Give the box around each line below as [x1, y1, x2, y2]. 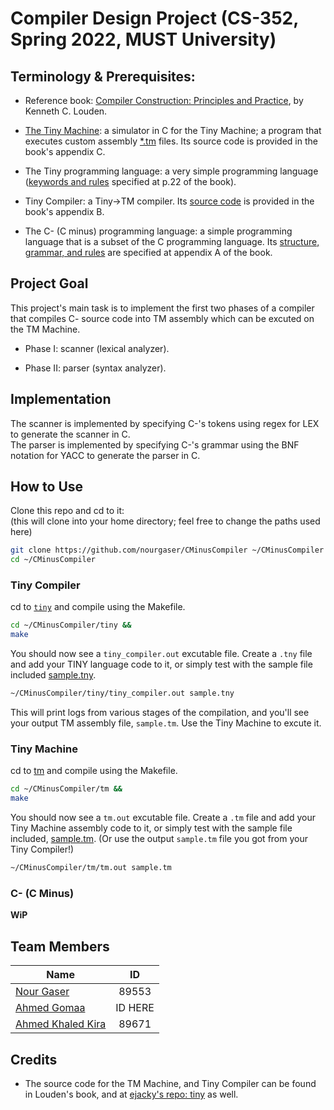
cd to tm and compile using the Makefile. [10, 765, 178, 777]
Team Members [10, 938, 110, 955]
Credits [10, 1051, 58, 1068]
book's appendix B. [24, 206, 105, 217]
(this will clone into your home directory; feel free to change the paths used [10, 515, 321, 527]
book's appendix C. [24, 146, 106, 157]
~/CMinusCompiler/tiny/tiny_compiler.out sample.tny [10, 688, 235, 699]
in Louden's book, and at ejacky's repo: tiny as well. [24, 1088, 239, 1100]
